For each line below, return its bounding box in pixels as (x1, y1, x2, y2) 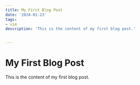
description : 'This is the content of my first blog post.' (5, 26, 136, 32)
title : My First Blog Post (5, 7, 63, 13)
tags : (5, 17, 17, 22)
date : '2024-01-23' (5, 12, 47, 17)
